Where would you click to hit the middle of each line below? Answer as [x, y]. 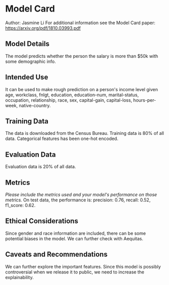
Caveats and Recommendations [56, 255]
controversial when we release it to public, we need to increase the [75, 272]
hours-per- [145, 100]
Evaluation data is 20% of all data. [41, 167]
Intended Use [27, 77]
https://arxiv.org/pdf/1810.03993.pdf [43, 28]
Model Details [27, 44]
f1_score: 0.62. [20, 205]
